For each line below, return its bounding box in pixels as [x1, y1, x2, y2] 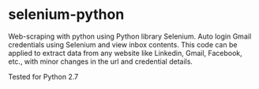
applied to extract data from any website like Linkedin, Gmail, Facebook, [8, 48, 242, 57]
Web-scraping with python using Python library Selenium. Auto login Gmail [8, 32, 252, 41]
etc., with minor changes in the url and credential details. [8, 57, 193, 66]
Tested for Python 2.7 [8, 72, 79, 81]
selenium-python [8, 6, 125, 24]
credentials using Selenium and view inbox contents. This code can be [8, 39, 238, 49]
